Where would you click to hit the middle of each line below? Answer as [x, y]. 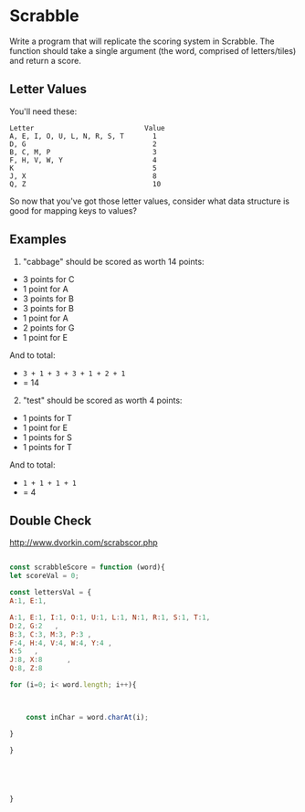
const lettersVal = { [51, 593]
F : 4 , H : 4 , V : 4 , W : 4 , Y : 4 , [61, 643]
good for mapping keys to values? [73, 210]
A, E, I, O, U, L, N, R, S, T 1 [83, 136]
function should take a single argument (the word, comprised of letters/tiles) [153, 50]
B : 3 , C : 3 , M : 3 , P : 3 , [51, 634]
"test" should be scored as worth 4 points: [102, 400]
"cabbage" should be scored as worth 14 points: [113, 261]
